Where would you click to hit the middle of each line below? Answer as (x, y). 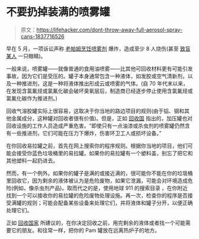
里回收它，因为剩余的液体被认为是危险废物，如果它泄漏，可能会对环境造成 (97, 180)
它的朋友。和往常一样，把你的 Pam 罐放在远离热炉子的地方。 (85, 230)
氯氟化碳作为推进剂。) (32, 98)
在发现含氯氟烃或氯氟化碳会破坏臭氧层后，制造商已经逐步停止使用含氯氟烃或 (99, 91)
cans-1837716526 (42, 36)
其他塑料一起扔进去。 (32, 160)
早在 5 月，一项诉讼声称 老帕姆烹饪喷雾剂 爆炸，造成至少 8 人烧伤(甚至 (92, 49)
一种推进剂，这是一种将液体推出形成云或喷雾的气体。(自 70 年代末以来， (99, 83)
